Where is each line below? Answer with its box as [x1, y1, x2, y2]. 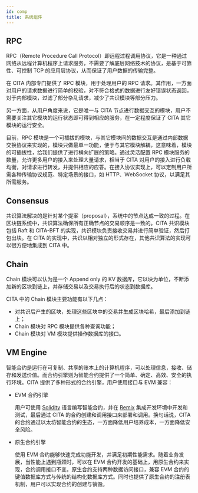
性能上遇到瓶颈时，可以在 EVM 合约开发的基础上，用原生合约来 [30, 458, 184, 465]
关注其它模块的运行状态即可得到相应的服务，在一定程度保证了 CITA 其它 [16, 114, 192, 121]
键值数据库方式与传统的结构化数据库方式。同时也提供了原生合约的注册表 [14, 473, 190, 480]
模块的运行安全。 [6, 121, 48, 129]
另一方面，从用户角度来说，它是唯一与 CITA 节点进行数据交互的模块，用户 [6, 107, 186, 114]
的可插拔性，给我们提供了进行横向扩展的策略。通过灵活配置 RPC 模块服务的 [6, 149, 190, 156]
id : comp [6, 8, 28, 15]
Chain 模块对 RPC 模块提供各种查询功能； [14, 323, 116, 330]
